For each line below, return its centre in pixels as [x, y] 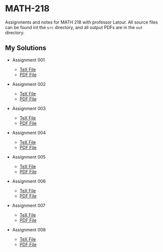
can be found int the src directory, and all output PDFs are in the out [74, 27]
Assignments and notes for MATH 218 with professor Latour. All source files [81, 22]
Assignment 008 [29, 229]
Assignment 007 [29, 205]
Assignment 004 [29, 133]
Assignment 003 [29, 108]
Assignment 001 [28, 60]
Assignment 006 [29, 181]
